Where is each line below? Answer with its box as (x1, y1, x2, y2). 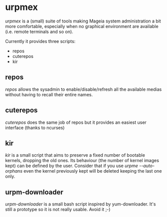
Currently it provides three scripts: (5, 38, 76, 44)
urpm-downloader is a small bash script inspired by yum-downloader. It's (5, 201, 156, 207)
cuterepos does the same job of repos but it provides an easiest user (5, 119, 147, 125)
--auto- (139, 163, 155, 169)
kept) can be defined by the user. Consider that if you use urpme (5, 163, 139, 169)
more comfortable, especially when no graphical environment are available (5, 23, 159, 29)
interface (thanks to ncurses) (5, 124, 65, 131)
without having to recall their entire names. (5, 91, 93, 97)
